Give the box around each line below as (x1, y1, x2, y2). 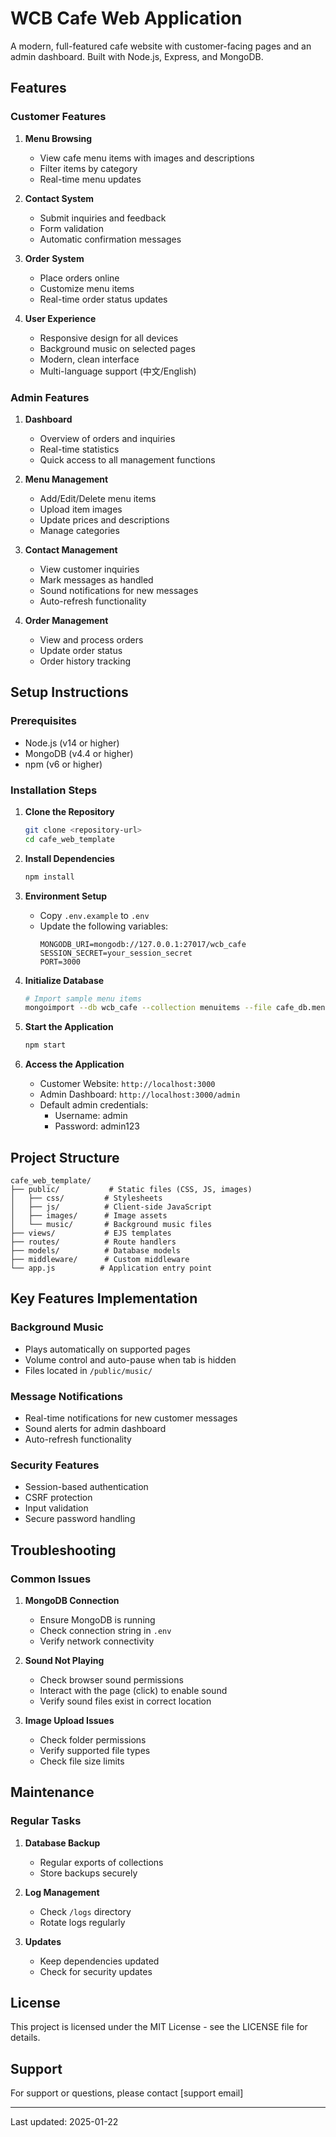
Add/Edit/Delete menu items (39, 492, 157, 504)
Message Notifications (10, 1389, 123, 1403)
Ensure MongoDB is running (39, 1613, 156, 1626)
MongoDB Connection (24, 1594, 120, 1606)
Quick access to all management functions (39, 453, 216, 466)
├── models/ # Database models (10, 1245, 182, 1256)
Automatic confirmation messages (39, 233, 182, 245)
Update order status (39, 644, 123, 656)
